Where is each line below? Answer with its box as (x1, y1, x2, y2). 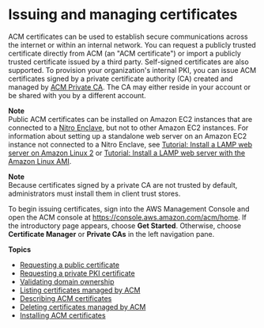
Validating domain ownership (19, 277, 115, 286)
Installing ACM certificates (19, 311, 106, 320)
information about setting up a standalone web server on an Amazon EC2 (8, 131, 247, 140)
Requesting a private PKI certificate (19, 268, 136, 278)
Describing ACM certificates (19, 293, 112, 303)
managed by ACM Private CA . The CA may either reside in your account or (8, 82, 251, 92)
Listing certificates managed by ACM (19, 285, 141, 295)
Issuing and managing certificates (8, 6, 238, 24)
